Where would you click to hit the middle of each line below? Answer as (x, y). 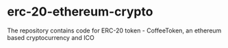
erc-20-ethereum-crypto (80, 12)
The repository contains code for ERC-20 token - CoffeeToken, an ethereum (114, 30)
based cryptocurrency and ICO (51, 37)
